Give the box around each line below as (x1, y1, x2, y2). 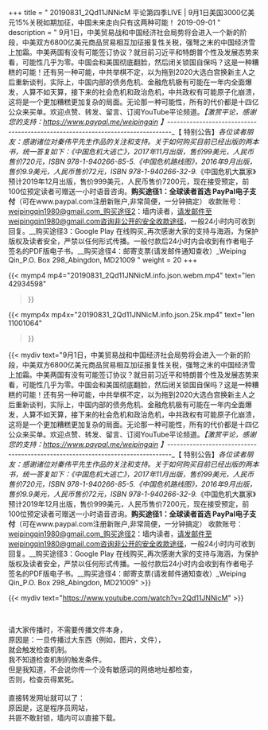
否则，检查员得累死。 (8, 675, 78, 684)
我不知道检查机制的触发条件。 (8, 655, 106, 664)
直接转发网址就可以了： (8, 693, 85, 702)
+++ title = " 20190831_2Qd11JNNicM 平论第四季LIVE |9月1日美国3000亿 (8, 8, 248, 17)
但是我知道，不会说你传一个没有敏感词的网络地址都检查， (8, 665, 196, 674)
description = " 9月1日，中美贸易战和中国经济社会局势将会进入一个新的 (8, 28, 241, 37)
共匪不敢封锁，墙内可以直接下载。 (8, 713, 120, 722)
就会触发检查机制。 (8, 645, 72, 654)
